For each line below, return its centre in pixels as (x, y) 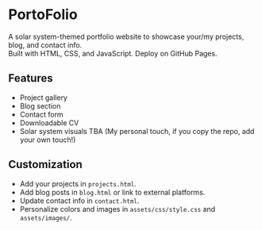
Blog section (40, 105)
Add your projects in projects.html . (78, 183)
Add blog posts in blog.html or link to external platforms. (112, 192)
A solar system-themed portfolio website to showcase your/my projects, (126, 36)
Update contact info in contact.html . (79, 201)
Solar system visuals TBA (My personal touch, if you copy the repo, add (137, 131)
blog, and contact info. (45, 44)
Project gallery (43, 98)
